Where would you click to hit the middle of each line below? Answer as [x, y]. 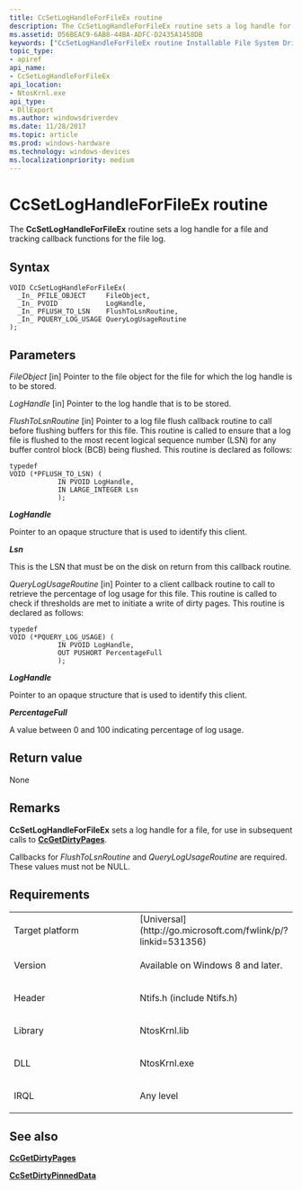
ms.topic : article [44, 135]
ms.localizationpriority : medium [72, 160]
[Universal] [163, 919]
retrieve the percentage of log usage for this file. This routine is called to [143, 594]
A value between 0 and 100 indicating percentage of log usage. [127, 730]
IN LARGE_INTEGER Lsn [98, 490]
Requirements [49, 895]
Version [30, 965]
